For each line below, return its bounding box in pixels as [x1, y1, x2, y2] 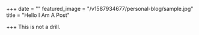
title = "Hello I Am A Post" [6, 11, 70, 19]
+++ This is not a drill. [6, 24, 61, 30]
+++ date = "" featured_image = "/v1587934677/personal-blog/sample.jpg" [6, 5, 194, 12]
